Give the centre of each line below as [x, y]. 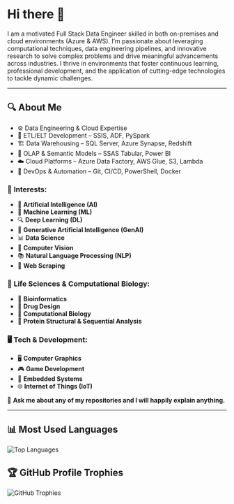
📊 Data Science [41, 238]
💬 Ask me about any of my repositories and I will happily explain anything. [116, 400]
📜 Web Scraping [41, 266]
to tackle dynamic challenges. [50, 78]
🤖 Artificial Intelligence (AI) [57, 205]
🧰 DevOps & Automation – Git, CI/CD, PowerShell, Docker [99, 171]
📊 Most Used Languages [63, 430]
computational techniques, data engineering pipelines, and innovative [107, 48]
